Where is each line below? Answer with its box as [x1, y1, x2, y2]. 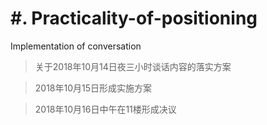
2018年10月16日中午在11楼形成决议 [34, 103, 177, 115]
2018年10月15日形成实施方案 [34, 82, 153, 94]
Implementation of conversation [10, 40, 142, 52]
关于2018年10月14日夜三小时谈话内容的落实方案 [34, 60, 232, 72]
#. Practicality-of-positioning [10, 7, 258, 30]
